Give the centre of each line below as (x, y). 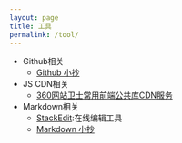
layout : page (34, 18)
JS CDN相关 (45, 84)
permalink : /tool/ (44, 34)
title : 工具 (30, 26)
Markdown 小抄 (66, 129)
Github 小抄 (58, 72)
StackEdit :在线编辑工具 (79, 118)
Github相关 (43, 62)
